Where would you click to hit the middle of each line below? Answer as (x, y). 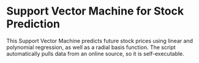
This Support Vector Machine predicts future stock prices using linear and (100, 41)
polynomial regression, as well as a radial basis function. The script (91, 47)
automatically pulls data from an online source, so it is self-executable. (96, 53)
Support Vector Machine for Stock (95, 11)
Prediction (33, 24)
